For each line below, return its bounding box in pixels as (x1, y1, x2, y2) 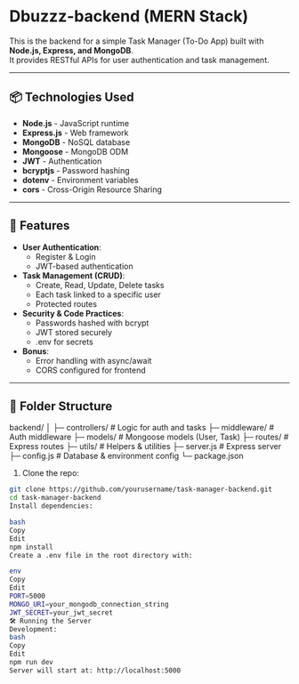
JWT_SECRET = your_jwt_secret (9, 608, 114, 617)
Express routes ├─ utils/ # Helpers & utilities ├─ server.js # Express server (9, 441, 282, 452)
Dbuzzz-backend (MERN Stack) (9, 6, 249, 27)
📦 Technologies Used (9, 90, 135, 105)
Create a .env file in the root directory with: (9, 551, 193, 559)
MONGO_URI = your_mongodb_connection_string (9, 600, 169, 608)
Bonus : (21, 345, 49, 357)
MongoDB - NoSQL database (21, 136, 131, 148)
